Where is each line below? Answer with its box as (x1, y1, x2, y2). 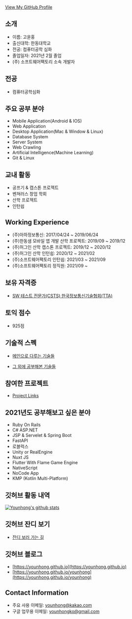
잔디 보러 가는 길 (12, 534, 44, 540)
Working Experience (5, 218, 69, 226)
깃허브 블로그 (5, 550, 43, 558)
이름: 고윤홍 (12, 34, 35, 40)
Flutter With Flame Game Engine (12, 460, 78, 466)
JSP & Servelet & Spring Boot (12, 433, 72, 438)
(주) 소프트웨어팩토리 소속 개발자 (12, 59, 75, 64)
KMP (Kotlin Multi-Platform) (12, 476, 68, 482)
